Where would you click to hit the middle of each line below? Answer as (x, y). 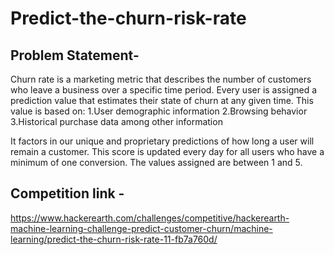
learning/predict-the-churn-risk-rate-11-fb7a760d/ (114, 239)
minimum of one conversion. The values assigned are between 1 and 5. (156, 162)
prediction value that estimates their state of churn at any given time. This (162, 100)
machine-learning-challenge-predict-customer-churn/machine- (141, 228)
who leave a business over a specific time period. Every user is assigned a (164, 90)
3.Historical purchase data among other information (116, 121)
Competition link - (67, 193)
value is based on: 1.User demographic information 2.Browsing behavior (159, 111)
